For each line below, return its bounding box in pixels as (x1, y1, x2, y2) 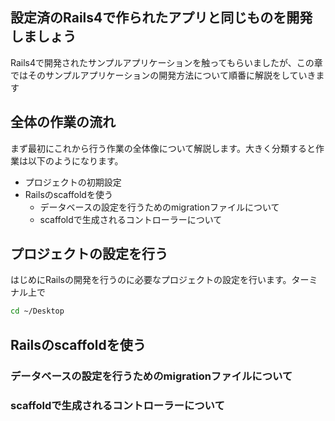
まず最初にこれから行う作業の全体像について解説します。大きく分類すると (10, 142, 316, 154)
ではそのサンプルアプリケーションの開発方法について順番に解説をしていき (10, 69, 317, 81)
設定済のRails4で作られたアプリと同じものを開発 (10, 9, 313, 27)
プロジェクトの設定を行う (10, 246, 168, 263)
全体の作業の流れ (10, 114, 116, 131)
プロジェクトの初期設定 (24, 176, 122, 188)
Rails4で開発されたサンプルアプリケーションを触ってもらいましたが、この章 (10, 56, 323, 68)
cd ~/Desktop (10, 306, 65, 317)
